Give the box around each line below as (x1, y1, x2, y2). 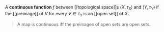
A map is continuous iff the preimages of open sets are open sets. (17, 21, 151, 27)
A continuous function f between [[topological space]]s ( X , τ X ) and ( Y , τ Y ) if (5, 4, 159, 11)
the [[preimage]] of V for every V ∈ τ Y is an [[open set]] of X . (5, 10, 129, 18)
